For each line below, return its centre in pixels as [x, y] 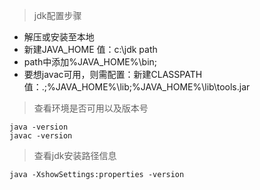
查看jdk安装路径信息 [75, 155]
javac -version [41, 136]
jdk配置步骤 [57, 15]
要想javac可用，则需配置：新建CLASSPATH [113, 74]
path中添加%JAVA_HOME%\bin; [90, 62]
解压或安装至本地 [59, 37]
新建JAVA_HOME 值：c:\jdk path [90, 49]
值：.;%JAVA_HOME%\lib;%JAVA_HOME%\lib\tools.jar [137, 87]
